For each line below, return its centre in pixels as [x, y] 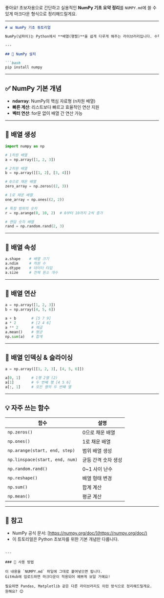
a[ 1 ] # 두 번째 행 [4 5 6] [38, 383]
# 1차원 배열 [16, 155]
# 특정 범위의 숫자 [21, 208]
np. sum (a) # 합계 [24, 336]
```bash [13, 63]
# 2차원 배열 [16, 168]
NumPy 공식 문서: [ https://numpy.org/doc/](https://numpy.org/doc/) [80, 533]
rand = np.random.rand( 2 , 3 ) [35, 227]
